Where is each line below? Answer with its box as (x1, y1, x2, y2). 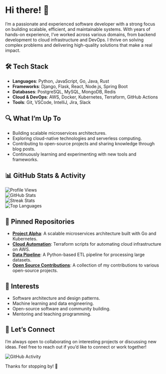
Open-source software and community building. (12, 306, 111, 311)
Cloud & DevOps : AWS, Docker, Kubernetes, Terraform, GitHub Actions (12, 94, 158, 100)
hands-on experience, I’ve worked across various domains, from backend (5, 31, 156, 37)
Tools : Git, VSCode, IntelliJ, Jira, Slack (12, 99, 91, 105)
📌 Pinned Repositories (5, 217, 75, 226)
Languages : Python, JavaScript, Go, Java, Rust (12, 78, 110, 84)
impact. (5, 47, 21, 53)
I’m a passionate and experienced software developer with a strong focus (5, 21, 155, 27)
